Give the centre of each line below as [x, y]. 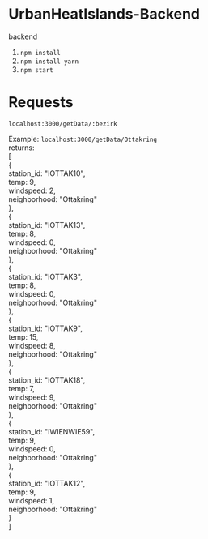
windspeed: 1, [32, 500]
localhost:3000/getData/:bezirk [63, 124]
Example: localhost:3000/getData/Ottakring [83, 139]
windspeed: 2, [32, 190]
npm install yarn [49, 62]
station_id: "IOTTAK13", [47, 225]
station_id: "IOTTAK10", [47, 173]
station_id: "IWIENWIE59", [52, 431]
